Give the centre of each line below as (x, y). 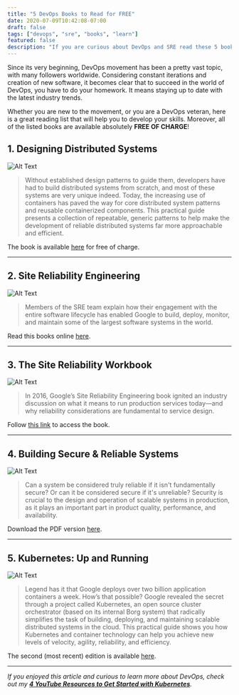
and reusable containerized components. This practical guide (115, 210)
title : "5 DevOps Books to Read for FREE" (71, 14)
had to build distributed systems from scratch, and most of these (120, 187)
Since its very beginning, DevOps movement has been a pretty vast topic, (115, 67)
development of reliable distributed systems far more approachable (123, 225)
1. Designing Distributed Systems (83, 149)
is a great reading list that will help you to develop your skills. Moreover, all (116, 119)
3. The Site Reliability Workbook (80, 365)
